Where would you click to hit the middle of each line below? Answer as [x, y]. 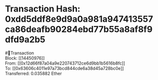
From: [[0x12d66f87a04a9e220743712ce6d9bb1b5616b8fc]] [65, 63]
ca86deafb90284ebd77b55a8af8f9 [79, 29]
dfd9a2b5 [25, 40]
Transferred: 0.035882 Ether [33, 73]
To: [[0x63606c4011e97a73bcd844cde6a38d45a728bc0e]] [65, 68]
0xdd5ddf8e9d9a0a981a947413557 [79, 19]
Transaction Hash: [43, 9]
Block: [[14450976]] [25, 58]
